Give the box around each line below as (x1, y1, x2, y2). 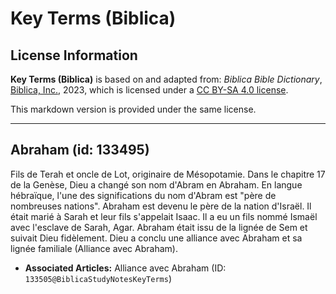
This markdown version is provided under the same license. (10, 103, 257, 115)
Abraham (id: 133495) (10, 142, 150, 159)
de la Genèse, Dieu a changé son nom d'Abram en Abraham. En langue (10, 178, 303, 191)
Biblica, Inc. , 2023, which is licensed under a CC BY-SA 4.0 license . (10, 84, 289, 96)
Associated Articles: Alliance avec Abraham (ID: (24, 262, 227, 274)
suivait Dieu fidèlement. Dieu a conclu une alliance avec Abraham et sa (10, 232, 303, 244)
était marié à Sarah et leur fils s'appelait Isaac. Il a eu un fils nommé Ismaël (10, 210, 318, 222)
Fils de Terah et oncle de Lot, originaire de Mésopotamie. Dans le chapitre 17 (10, 168, 326, 180)
